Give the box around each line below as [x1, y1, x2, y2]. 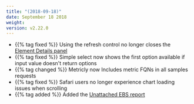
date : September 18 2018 [6, 14, 67, 20]
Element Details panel [14, 48, 68, 55]
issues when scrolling [14, 85, 68, 92]
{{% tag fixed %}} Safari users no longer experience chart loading [14, 79, 175, 86]
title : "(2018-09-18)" [6, 8, 62, 15]
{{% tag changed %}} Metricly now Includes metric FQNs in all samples [14, 66, 188, 73]
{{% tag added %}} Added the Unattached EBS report [14, 91, 145, 98]
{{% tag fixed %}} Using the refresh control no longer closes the [14, 41, 171, 48]
